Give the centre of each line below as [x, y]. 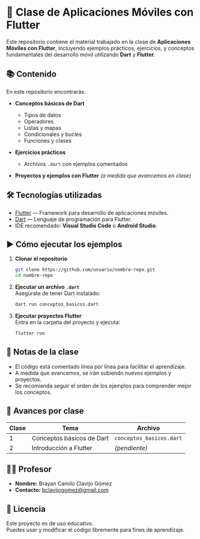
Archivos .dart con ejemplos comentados [76, 164]
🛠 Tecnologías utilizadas [54, 195]
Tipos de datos [42, 115]
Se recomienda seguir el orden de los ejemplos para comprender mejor [103, 386]
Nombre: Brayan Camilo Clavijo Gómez [63, 484]
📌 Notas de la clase [43, 352]
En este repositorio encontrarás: [46, 91]
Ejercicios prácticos [40, 152]
